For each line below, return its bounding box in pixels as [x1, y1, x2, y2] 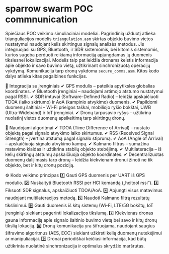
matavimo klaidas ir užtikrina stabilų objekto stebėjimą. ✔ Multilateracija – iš [5, 146, 162, 152]
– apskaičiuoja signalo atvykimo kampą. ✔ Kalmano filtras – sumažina [5, 140, 149, 146]
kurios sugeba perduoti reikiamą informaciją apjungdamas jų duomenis [5, 51, 152, 58]
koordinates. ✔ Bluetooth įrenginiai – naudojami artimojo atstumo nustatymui [5, 88, 163, 94]
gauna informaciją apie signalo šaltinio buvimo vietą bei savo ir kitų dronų [5, 217, 157, 223]
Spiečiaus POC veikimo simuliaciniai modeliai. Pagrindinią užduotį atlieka [5, 30, 156, 36]
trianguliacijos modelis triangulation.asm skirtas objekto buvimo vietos [5, 36, 153, 42]
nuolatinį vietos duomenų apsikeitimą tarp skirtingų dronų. [5, 115, 126, 121]
